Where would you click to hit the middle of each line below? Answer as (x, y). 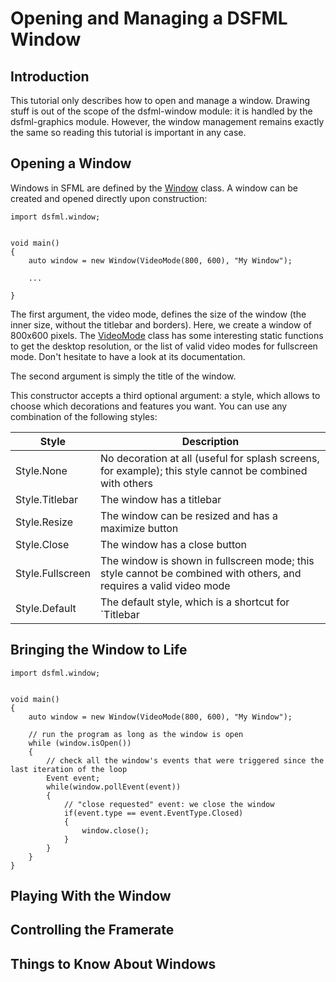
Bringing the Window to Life (99, 650)
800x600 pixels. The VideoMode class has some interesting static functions (167, 335)
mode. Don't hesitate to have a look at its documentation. (128, 356)
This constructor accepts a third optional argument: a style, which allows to (165, 395)
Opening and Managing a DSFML (149, 18)
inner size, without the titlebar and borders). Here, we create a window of (161, 324)
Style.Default (46, 608)
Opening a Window (71, 163)
